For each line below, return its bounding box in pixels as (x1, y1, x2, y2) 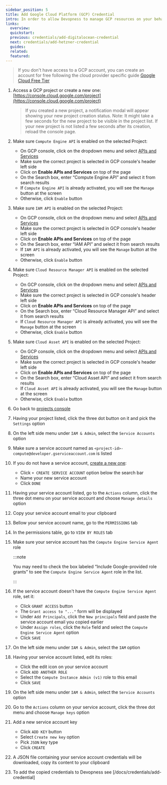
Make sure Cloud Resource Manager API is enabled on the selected (12, 267, 149, 273)
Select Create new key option (20, 734, 80, 740)
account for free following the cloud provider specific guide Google (17, 73, 156, 79)
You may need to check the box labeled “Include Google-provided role (12, 564, 157, 570)
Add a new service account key (12, 719, 77, 725)
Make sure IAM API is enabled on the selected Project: (12, 205, 123, 211)
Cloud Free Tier (17, 78, 50, 84)
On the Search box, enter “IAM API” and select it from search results (20, 241, 160, 247)
